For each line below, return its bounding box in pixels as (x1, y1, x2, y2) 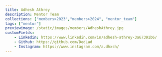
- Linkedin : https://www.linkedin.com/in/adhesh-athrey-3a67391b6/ (14, 35, 157, 40)
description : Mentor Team (5, 12, 59, 17)
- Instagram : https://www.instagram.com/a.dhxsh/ (14, 44, 120, 49)
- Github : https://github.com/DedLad (14, 40, 93, 45)
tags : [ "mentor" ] (5, 21, 41, 26)
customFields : (5, 30, 35, 35)
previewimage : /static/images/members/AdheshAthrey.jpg (5, 26, 124, 31)
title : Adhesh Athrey (5, 7, 50, 12)
